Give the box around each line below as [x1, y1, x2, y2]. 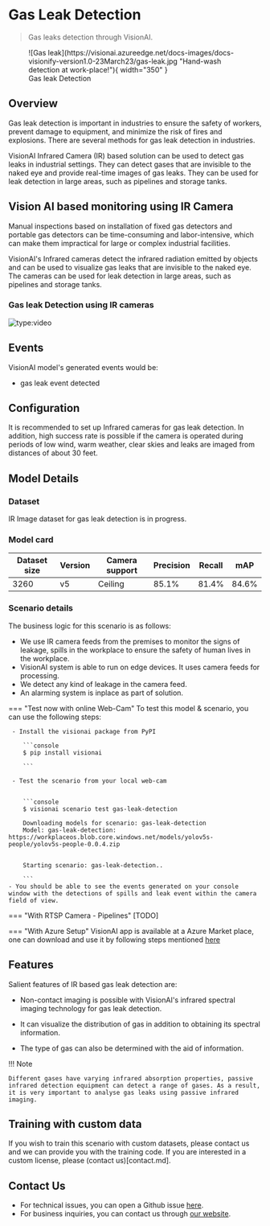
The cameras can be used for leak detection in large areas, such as [8, 271, 231, 281]
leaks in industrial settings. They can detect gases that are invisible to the [8, 159, 252, 169]
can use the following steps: [8, 712, 102, 722]
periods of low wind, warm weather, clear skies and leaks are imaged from [8, 440, 256, 450]
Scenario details [8, 603, 74, 614]
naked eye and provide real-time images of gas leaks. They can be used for [8, 167, 259, 178]
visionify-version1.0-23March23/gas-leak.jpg [28, 56, 178, 66]
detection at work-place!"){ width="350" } [28, 64, 168, 74]
